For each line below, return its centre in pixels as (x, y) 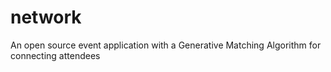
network (46, 17)
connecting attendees (55, 55)
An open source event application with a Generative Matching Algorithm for (166, 45)
